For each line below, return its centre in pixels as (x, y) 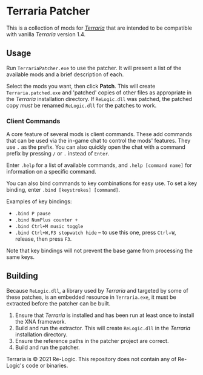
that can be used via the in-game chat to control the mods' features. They (98, 141)
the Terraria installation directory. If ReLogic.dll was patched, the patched (99, 99)
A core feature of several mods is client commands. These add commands (99, 134)
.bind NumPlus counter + (46, 220)
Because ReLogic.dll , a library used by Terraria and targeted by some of (98, 290)
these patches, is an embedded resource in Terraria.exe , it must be (92, 297)
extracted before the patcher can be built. (58, 303)
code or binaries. (47, 365)
